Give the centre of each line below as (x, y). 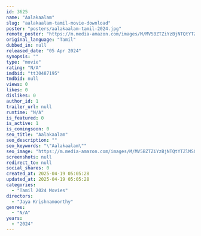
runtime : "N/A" (25, 112)
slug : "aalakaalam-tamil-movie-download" (59, 23)
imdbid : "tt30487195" (33, 73)
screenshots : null (29, 157)
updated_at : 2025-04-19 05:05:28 (48, 180)
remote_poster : (25, 34)
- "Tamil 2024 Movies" (40, 190)
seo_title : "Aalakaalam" (37, 135)
